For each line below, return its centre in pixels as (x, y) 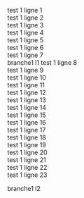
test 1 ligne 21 (27, 160)
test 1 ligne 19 (27, 145)
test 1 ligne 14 (27, 107)
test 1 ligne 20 (27, 152)
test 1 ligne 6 (26, 48)
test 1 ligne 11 (26, 85)
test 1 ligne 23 (27, 175)
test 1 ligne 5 (26, 40)
